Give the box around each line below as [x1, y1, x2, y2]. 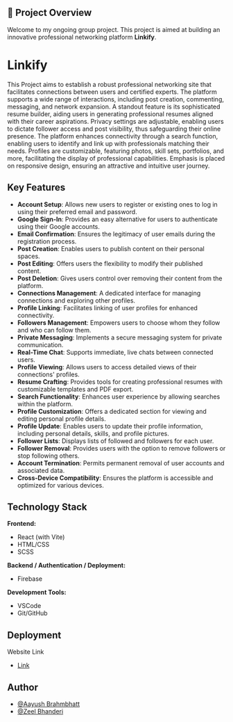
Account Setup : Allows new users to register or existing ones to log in [17, 200, 218, 209]
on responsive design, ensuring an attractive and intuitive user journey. [7, 161, 210, 170]
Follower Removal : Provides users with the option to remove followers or [17, 444, 226, 452]
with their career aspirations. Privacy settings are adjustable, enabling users [7, 117, 224, 125]
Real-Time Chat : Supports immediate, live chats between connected [17, 348, 214, 356]
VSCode [17, 602, 42, 610]
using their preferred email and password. [17, 207, 137, 216]
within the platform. [17, 399, 74, 408]
